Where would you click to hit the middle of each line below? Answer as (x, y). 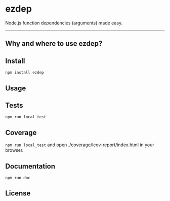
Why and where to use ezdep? (54, 44)
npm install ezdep (25, 73)
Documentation (30, 166)
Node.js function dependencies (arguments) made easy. (64, 23)
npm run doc (18, 178)
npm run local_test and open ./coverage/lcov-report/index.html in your (80, 145)
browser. (14, 150)
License (18, 193)
